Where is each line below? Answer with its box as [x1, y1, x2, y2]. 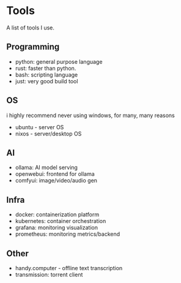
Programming [6, 42, 60, 52]
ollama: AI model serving [15, 164, 78, 172]
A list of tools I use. [6, 24, 55, 31]
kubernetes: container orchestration [15, 217, 106, 225]
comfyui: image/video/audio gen [15, 177, 98, 184]
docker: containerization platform [15, 211, 100, 218]
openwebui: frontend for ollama [15, 170, 95, 178]
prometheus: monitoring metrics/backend [15, 230, 120, 238]
